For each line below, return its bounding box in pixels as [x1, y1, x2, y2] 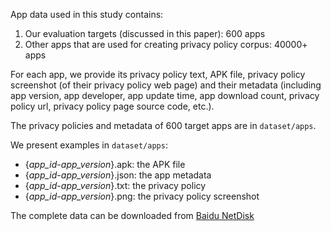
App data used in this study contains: [10, 9, 164, 20]
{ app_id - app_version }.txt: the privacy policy [24, 180, 207, 191]
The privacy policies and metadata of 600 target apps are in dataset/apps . [10, 120, 317, 131]
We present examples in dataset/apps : [10, 139, 168, 151]
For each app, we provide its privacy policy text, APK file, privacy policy [10, 69, 306, 80]
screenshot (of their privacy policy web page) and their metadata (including [10, 79, 322, 91]
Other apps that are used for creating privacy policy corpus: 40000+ [24, 39, 308, 50]
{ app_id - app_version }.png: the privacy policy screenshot [24, 190, 260, 202]
